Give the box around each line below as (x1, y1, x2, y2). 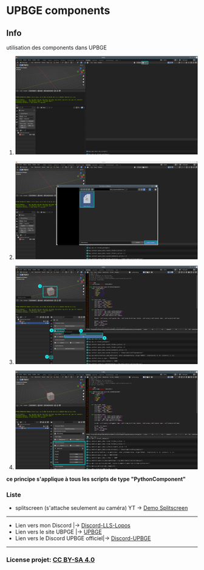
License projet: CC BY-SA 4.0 (6, 555, 95, 564)
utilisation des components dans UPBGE (6, 44, 107, 51)
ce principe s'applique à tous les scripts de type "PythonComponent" (6, 475, 186, 482)
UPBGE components (6, 4, 110, 18)
